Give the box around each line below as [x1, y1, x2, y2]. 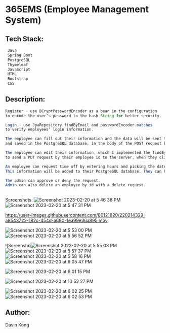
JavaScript [7, 67, 30, 72]
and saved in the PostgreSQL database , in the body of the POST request [5, 141, 162, 146]
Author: [5, 308, 30, 317]
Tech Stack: [5, 35, 44, 43]
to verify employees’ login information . [5, 127, 94, 132]
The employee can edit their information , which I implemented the [5, 150, 151, 155]
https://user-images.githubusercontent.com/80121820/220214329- [5, 212, 146, 218]
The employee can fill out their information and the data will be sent [5, 136, 162, 142]
